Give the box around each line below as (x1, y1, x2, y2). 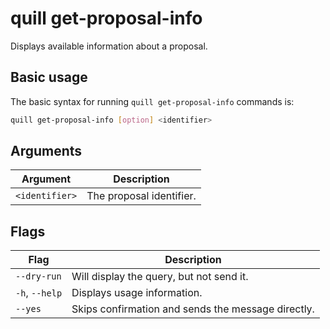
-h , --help (15, 286, 63, 300)
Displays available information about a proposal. (10, 40, 208, 52)
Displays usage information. (71, 286, 203, 300)
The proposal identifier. (86, 189, 197, 203)
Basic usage (10, 69, 88, 86)
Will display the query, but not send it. (71, 270, 249, 284)
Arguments (10, 143, 83, 160)
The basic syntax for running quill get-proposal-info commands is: (10, 95, 295, 107)
